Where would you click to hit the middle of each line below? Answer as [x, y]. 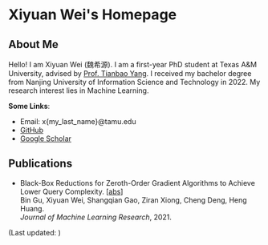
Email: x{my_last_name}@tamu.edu [78, 121]
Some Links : [29, 106]
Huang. [32, 208]
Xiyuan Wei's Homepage [93, 15]
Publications [41, 164]
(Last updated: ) [35, 232]
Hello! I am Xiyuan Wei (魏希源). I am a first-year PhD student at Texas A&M [133, 64]
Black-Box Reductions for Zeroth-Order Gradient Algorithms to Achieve [137, 183]
